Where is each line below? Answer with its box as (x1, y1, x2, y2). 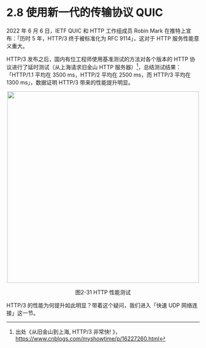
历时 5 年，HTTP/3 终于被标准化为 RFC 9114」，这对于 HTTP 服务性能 (19, 34, 194, 42)
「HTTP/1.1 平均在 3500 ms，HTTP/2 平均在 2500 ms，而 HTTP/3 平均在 (6, 71, 191, 78)
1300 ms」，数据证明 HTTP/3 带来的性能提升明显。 (6, 78, 134, 86)
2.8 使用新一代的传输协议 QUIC (6, 6, 164, 20)
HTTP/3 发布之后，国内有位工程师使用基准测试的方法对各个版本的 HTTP (6, 55, 189, 62)
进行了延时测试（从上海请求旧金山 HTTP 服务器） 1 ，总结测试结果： (11, 62, 182, 70)
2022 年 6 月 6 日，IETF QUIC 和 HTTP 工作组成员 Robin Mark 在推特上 (6, 27, 186, 34)
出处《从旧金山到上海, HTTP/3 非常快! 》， (15, 328, 121, 335)
